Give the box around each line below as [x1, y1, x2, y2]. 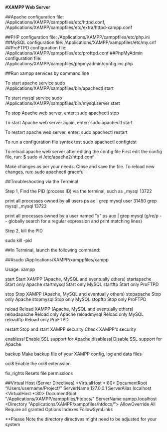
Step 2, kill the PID [5, 228, 43, 233]
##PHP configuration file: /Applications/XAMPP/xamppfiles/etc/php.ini [5, 34, 150, 40]
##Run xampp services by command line [5, 70, 89, 76]
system [5, 422, 20, 427]
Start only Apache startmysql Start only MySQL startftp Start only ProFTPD [5, 281, 159, 287]
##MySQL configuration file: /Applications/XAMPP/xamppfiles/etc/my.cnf [5, 39, 156, 45]
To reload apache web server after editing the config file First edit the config [5, 149, 162, 154]
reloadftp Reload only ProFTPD [5, 317, 69, 322]
